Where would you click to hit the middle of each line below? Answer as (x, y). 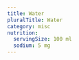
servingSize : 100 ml (43, 39)
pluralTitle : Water (35, 20)
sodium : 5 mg (32, 46)
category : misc (29, 26)
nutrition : (23, 33)
